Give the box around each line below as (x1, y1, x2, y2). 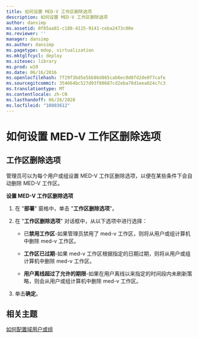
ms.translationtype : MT (6, 86, 65, 92)
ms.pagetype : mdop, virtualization (6, 47, 94, 53)
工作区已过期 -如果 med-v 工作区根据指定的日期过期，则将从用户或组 (23, 250, 191, 257)
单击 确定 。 (14, 290, 41, 297)
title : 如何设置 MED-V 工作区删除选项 (6, 8, 92, 15)
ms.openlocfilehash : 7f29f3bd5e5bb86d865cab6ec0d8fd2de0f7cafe (6, 75, 166, 81)
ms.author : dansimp (6, 42, 55, 48)
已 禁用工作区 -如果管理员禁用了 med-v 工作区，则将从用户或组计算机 (23, 229, 191, 237)
